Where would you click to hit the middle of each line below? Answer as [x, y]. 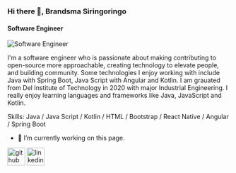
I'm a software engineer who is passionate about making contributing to [112, 58]
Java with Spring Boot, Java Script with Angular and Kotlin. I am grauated [114, 80]
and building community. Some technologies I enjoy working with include [114, 73]
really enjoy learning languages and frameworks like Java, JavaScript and [115, 96]
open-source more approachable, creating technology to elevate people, [113, 65]
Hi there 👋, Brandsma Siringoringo [67, 11]
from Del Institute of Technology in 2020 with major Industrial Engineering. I [118, 88]
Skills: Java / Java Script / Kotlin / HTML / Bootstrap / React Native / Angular [118, 117]
